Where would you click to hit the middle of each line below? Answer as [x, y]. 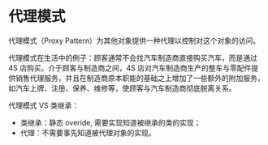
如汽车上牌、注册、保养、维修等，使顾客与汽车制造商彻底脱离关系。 [122, 88]
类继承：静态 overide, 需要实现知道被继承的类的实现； [110, 122]
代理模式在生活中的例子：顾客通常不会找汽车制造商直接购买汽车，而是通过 [133, 58]
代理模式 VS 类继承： [44, 105]
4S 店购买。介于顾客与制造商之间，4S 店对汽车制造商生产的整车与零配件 [130, 68]
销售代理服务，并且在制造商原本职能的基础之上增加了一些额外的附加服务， [140, 78]
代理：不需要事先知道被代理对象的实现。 [88, 132]
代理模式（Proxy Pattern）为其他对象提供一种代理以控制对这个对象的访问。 [134, 41]
